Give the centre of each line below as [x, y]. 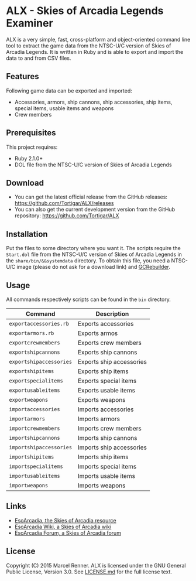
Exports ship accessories [112, 362]
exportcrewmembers [35, 343]
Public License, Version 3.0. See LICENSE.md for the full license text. [89, 572]
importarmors [27, 419]
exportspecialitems [36, 381]
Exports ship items [103, 371]
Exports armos [98, 333]
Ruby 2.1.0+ [29, 158]
